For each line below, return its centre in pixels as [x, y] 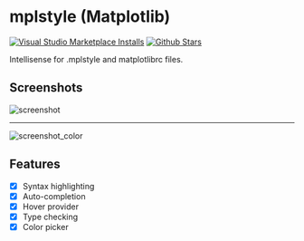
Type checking [50, 217]
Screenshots [46, 88]
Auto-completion [54, 196]
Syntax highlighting [58, 186]
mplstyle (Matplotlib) [90, 17]
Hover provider [51, 207]
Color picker [46, 227]
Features [35, 164]
